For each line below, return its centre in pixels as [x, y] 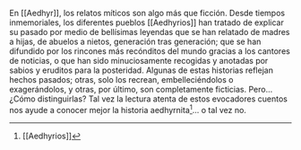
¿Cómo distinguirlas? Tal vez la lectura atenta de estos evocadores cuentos [149, 99]
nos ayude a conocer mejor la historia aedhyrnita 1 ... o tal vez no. [128, 109]
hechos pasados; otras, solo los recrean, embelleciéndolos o [121, 79]
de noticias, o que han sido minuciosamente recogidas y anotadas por [139, 61]
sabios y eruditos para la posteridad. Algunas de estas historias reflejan [141, 70]
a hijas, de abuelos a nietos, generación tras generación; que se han [135, 41]
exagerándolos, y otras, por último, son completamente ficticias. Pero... [141, 89]
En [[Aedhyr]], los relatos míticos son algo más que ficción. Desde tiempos [147, 13]
